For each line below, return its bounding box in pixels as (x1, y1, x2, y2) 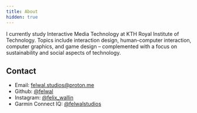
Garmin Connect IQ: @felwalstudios (14, 101, 102, 108)
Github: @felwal (14, 88, 54, 95)
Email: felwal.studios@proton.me (14, 82, 95, 89)
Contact (6, 66, 36, 76)
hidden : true (6, 14, 38, 20)
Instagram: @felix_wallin (14, 94, 74, 101)
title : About (6, 8, 38, 15)
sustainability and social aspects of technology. (6, 49, 121, 56)
